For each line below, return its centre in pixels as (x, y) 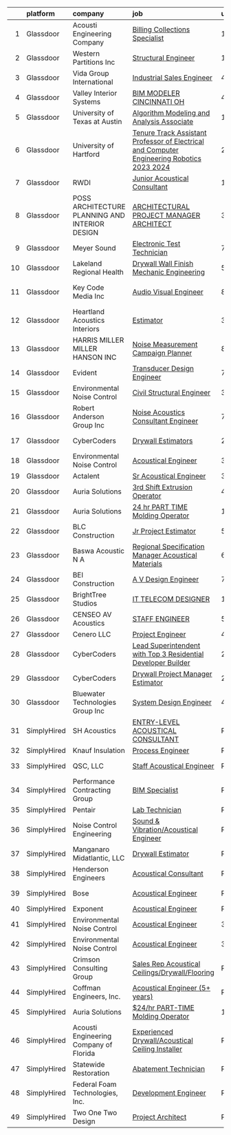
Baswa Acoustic (99, 551)
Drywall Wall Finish (163, 263)
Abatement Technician (168, 1069)
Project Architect (159, 1117)
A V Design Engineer (166, 579)
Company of (92, 1044)
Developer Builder (161, 662)
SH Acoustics (95, 731)
